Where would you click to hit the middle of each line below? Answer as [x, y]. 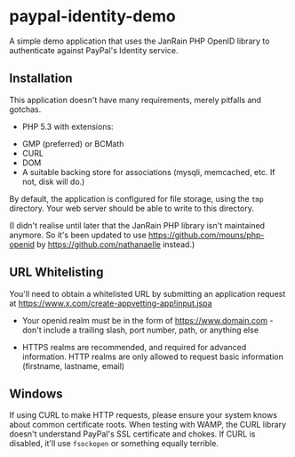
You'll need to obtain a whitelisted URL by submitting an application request [147, 293]
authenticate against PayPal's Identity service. [94, 50]
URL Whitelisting [56, 273]
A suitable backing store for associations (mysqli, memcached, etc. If [148, 172]
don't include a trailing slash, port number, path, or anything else [140, 330]
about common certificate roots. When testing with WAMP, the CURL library [148, 425]
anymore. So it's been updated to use [78, 235]
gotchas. [25, 109]
